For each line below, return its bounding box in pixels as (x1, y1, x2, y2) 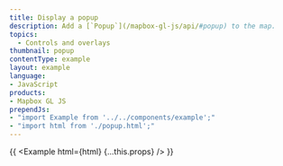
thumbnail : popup (9, 47, 75, 56)
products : (9, 88, 47, 97)
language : (9, 72, 47, 81)
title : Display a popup (9, 13, 99, 22)
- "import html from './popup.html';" (9, 122, 155, 131)
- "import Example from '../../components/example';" (9, 113, 216, 122)
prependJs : (9, 105, 50, 114)
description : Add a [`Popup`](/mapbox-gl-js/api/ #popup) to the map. (9, 22, 277, 31)
